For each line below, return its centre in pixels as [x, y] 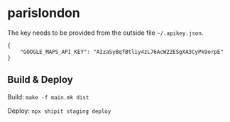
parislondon [44, 13]
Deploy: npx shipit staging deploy [59, 111]
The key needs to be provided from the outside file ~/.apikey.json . [105, 33]
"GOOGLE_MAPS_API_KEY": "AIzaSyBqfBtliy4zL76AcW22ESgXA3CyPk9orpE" [122, 52]
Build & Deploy [40, 80]
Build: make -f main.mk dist [48, 96]
